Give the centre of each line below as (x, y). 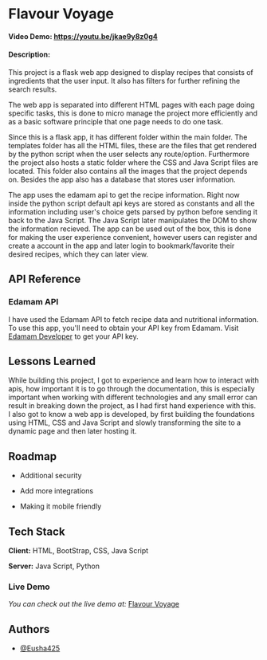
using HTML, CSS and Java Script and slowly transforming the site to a (125, 422)
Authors (29, 629)
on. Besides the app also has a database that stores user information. (122, 179)
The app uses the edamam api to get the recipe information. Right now (124, 194)
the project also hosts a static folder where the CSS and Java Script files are (133, 162)
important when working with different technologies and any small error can (133, 397)
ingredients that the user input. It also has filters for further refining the (124, 81)
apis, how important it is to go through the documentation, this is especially (132, 389)
